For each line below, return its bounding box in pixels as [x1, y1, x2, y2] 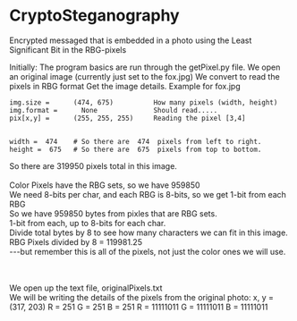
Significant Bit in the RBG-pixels [9, 44, 127, 55]
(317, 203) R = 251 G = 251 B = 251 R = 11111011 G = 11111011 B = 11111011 [9, 301, 268, 312]
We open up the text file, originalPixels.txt [9, 283, 163, 293]
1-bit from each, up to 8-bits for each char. [9, 217, 166, 228]
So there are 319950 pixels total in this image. [9, 160, 177, 171]
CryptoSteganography [9, 5, 181, 26]
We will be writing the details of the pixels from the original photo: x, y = [9, 291, 275, 302]
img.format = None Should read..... [9, 106, 218, 114]
